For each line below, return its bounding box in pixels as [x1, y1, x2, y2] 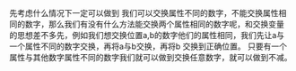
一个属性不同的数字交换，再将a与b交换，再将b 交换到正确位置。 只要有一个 [9, 41, 287, 51]
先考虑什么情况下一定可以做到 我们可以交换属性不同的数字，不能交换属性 [9, 8, 279, 18]
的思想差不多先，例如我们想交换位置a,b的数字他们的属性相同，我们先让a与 [9, 30, 285, 40]
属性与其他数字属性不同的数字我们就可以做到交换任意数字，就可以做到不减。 [9, 52, 292, 62]
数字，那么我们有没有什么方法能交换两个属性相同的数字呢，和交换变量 [24, 19, 284, 29]
